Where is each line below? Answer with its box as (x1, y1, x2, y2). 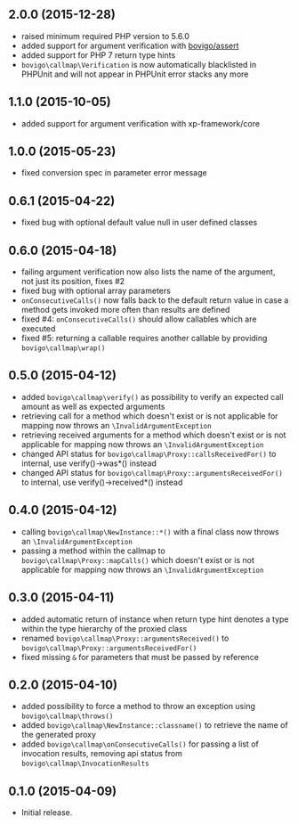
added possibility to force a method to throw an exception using (20, 701, 255, 712)
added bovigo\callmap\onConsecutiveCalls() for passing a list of (20, 739, 259, 749)
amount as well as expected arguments (20, 401, 165, 412)
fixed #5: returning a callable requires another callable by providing (20, 333, 268, 344)
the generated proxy (20, 730, 97, 740)
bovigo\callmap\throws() (20, 712, 114, 721)
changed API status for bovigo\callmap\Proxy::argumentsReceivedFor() (20, 467, 284, 478)
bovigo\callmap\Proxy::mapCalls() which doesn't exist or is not (20, 554, 255, 565)
